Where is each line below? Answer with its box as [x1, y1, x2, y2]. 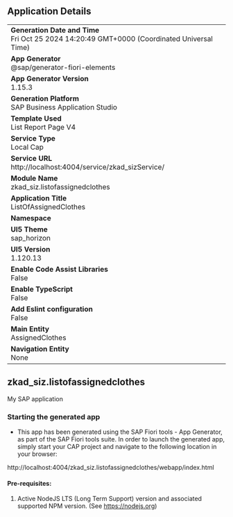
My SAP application [7, 394, 64, 403]
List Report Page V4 [10, 122, 76, 132]
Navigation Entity [10, 344, 69, 353]
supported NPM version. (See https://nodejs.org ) [17, 502, 157, 510]
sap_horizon [10, 233, 51, 243]
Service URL [10, 153, 53, 163]
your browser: [17, 450, 58, 458]
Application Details [7, 6, 92, 17]
